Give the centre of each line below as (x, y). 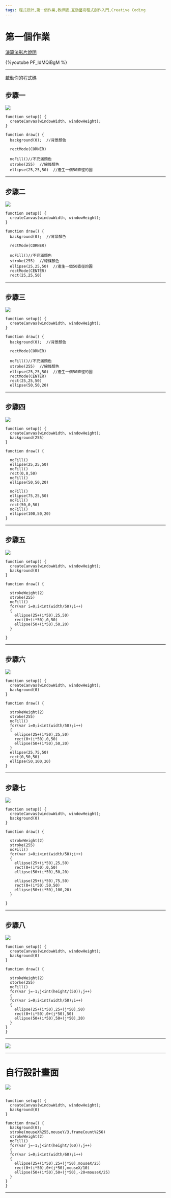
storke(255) (23, 983)
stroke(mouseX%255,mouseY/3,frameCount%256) (58, 1132)
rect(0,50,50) (25, 757)
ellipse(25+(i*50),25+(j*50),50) (50, 1010)
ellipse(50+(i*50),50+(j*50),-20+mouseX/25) (62, 1172)
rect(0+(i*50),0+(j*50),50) (44, 1014)
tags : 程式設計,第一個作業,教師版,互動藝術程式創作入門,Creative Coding (76, 10)
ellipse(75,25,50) (30, 496)
